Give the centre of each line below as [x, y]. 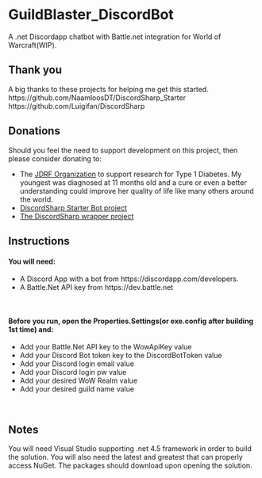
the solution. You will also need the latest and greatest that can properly [126, 457]
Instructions [39, 241]
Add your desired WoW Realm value [78, 381]
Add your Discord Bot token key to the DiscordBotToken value [121, 356]
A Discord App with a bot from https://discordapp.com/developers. [129, 279]
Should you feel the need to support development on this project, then [123, 150]
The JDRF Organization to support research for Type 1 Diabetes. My [131, 174]
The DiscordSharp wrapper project [77, 216]
